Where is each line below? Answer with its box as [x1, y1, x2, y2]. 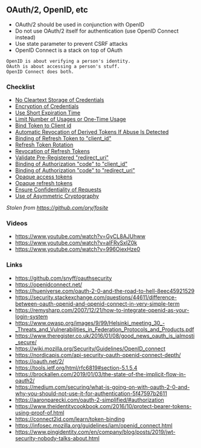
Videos [6, 219, 28, 228]
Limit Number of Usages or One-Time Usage [14, 116, 126, 123]
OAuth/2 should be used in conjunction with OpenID [14, 21, 145, 28]
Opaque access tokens [14, 173, 72, 180]
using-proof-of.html [14, 409, 65, 416]
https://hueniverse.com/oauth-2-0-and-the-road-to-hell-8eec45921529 [14, 287, 195, 294]
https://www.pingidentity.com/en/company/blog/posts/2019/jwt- [14, 428, 176, 435]
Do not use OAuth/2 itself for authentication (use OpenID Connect [14, 27, 179, 34]
